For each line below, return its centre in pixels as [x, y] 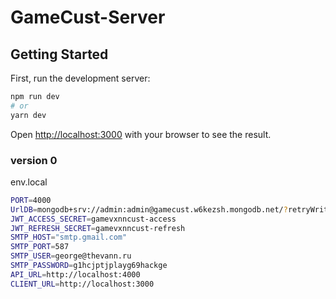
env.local [29, 182]
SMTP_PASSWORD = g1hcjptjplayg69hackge [89, 266]
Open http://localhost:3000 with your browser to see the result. [141, 134]
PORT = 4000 [31, 200]
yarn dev [28, 115]
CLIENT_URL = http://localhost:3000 [82, 284]
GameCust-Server [88, 17]
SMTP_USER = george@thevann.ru [71, 256]
